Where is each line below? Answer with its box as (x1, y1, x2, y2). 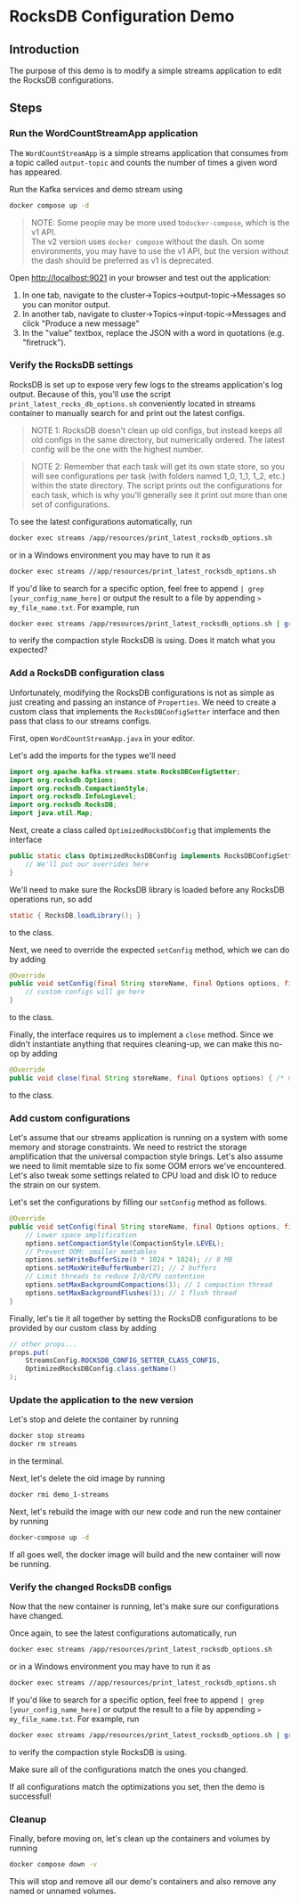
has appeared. (9, 167, 62, 177)
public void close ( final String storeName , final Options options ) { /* (9, 1074, 285, 1082)
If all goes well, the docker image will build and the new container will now (9, 1548, 281, 1560)
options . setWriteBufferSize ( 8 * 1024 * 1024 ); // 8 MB (25, 1255, 233, 1264)
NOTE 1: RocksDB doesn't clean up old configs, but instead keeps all (30, 425, 283, 436)
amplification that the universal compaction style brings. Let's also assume (9, 1151, 283, 1162)
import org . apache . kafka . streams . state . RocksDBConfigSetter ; (9, 767, 241, 776)
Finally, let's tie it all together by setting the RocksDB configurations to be (9, 1312, 279, 1324)
